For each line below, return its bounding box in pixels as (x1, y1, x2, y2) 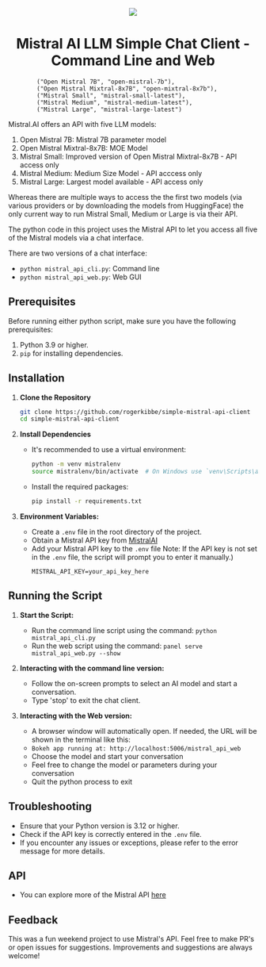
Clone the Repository (19, 393, 91, 402)
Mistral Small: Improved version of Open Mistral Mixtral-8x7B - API (19, 152, 237, 161)
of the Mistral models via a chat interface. (8, 232, 144, 242)
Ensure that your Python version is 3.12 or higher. (19, 821, 180, 831)
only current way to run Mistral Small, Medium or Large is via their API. (8, 209, 238, 218)
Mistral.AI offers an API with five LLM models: (8, 119, 157, 129)
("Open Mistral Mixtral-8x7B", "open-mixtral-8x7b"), (36, 84, 218, 93)
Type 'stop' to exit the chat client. (31, 695, 141, 705)
